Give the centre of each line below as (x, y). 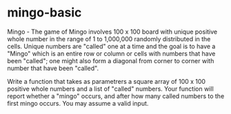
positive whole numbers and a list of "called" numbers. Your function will (110, 89)
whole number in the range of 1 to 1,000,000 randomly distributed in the (109, 38)
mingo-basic (44, 13)
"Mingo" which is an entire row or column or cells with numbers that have (111, 54)
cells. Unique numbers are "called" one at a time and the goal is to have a (111, 46)
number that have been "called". (53, 68)
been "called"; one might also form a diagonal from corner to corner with (111, 60)
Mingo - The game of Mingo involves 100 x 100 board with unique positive (112, 32)
